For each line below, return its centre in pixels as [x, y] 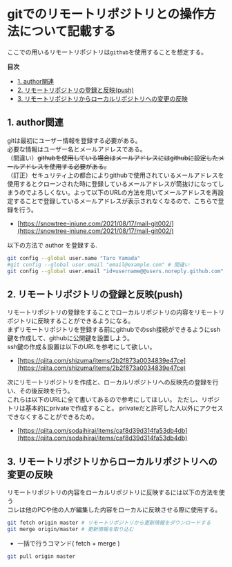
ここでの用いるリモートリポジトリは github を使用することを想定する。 [107, 52]
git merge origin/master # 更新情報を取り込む [71, 529]
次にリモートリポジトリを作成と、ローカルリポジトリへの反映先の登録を [110, 382]
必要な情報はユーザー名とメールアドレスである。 [77, 149]
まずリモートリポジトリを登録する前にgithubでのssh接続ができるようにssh [114, 330]
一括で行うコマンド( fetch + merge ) [68, 543]
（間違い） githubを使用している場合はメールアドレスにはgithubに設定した [113, 158]
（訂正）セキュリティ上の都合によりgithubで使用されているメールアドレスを [116, 175]
